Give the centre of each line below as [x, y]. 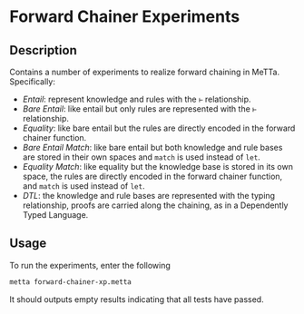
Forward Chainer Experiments [125, 17]
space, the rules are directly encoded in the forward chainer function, [152, 176]
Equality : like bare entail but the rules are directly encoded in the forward [159, 128]
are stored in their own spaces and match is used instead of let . [141, 157]
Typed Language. [55, 215]
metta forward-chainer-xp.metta [70, 282]
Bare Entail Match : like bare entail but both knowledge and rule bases [152, 147]
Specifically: [33, 82]
